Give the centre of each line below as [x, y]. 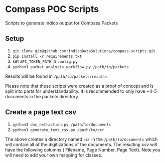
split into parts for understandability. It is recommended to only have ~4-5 [81, 91]
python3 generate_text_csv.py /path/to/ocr [58, 130]
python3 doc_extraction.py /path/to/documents [62, 125]
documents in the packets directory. [42, 96]
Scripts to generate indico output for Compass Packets [62, 23]
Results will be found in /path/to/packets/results [56, 76]
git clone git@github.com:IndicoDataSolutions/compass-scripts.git [84, 51]
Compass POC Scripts [52, 9]
